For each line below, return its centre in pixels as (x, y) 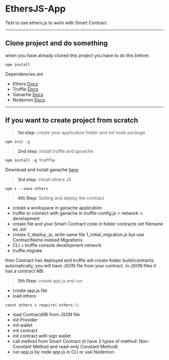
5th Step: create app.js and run (50, 280)
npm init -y (18, 141)
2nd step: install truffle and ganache (55, 151)
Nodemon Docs (29, 100)
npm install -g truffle (30, 160)
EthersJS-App (35, 9)
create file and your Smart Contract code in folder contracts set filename (88, 224)
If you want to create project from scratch (72, 121)
